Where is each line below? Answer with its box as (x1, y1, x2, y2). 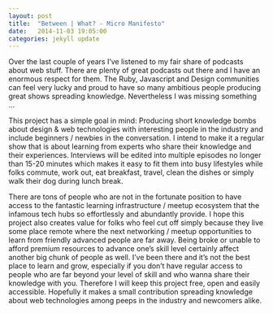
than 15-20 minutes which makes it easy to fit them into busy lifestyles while (8, 159, 263, 169)
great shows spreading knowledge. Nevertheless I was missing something (8, 91, 258, 102)
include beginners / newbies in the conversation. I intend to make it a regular (8, 133, 265, 143)
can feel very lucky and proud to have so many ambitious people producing (8, 83, 262, 93)
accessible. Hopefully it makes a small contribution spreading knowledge (8, 287, 253, 297)
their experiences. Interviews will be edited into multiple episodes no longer (8, 150, 262, 160)
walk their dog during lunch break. (8, 176, 123, 186)
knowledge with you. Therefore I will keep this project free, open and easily (8, 278, 261, 289)
